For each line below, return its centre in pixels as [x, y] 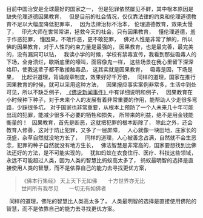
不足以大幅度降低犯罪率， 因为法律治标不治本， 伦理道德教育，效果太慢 [102, 24]
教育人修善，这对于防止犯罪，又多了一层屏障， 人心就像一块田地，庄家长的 [101, 130]
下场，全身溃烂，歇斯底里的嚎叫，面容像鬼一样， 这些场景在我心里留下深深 [100, 62]
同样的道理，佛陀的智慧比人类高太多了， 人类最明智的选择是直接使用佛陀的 [103, 201]
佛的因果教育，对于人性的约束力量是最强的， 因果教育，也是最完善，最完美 [100, 47]
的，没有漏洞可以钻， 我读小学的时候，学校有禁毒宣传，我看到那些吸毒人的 [101, 54]
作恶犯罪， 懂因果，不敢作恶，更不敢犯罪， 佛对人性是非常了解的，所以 [102, 39]
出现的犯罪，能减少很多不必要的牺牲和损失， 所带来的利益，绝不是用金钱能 [100, 115]
